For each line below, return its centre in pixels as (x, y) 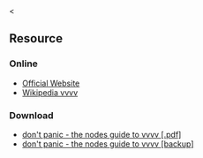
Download (32, 115)
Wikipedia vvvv (50, 92)
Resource (36, 38)
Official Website (51, 83)
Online (23, 64)
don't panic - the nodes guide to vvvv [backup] (108, 144)
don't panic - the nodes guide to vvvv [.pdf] (101, 134)
